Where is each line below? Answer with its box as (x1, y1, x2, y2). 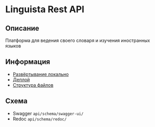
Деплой (12, 77, 30, 83)
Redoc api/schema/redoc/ (12, 116, 67, 122)
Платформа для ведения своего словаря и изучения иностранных (5, 37, 150, 43)
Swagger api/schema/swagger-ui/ (12, 110, 84, 116)
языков (5, 43, 21, 49)
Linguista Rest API (5, 4, 84, 15)
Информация (5, 58, 50, 66)
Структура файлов (12, 82, 54, 88)
